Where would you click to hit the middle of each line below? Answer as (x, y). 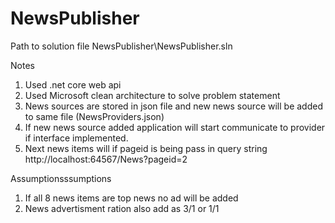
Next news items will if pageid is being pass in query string (146, 148)
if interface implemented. (76, 138)
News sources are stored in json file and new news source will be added (173, 106)
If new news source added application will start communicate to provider (175, 127)
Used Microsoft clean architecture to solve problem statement (152, 95)
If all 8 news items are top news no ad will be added (131, 198)
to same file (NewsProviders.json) (94, 116)
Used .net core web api (73, 84)
